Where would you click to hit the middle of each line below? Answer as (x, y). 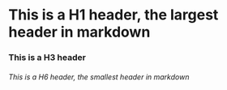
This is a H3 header (47, 58)
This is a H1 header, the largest (113, 15)
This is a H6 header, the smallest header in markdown (99, 77)
